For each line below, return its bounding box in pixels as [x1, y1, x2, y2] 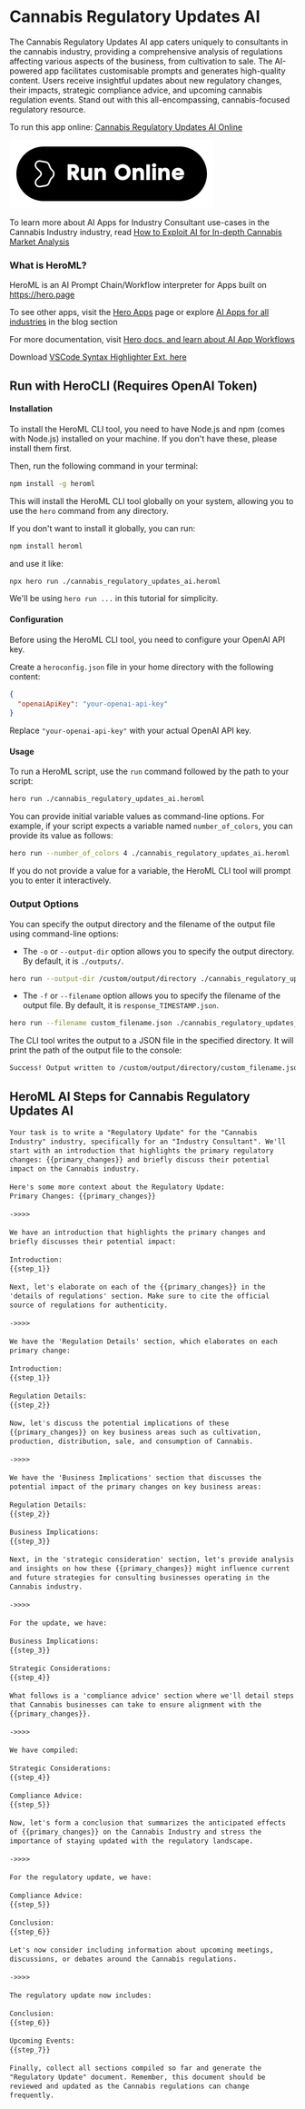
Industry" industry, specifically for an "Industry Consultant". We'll [9, 1137, 286, 1146]
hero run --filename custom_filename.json [9, 1019, 172, 1028]
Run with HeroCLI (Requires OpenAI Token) [9, 378, 258, 393]
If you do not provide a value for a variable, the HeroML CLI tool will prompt [9, 866, 291, 876]
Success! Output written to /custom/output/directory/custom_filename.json [9, 1064, 302, 1073]
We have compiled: [9, 1746, 79, 1755]
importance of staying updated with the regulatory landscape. [9, 1837, 254, 1846]
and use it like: [9, 558, 64, 569]
